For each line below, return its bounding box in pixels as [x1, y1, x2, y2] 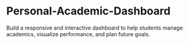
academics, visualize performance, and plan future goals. [6, 30, 151, 37]
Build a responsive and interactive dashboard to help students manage [6, 24, 184, 31]
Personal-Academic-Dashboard [6, 4, 171, 18]
